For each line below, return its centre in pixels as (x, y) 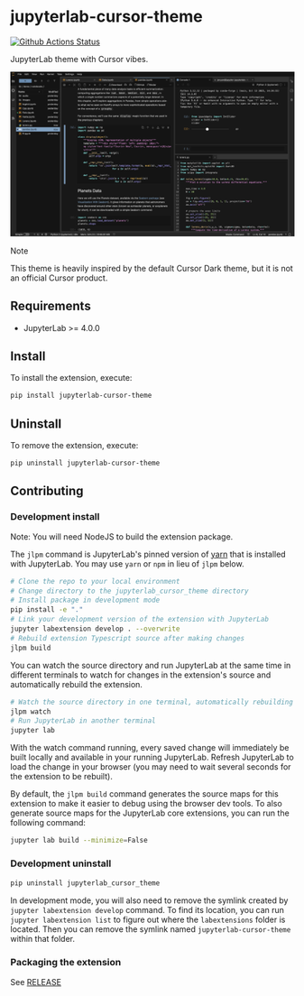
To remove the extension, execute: (74, 446)
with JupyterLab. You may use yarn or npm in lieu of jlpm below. (127, 563)
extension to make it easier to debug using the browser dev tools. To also (146, 804)
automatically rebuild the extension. (77, 684)
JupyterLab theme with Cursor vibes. (79, 59)
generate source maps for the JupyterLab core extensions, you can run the (150, 813)
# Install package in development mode (85, 600)
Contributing (47, 491)
